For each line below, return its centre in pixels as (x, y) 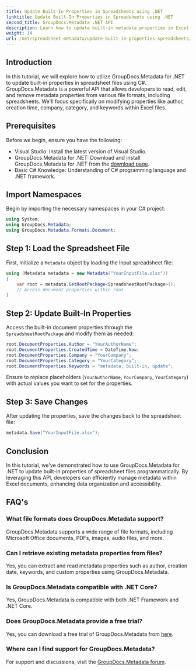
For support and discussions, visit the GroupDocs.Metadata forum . (86, 662)
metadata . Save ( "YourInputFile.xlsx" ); (53, 433)
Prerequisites (31, 126)
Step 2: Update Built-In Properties (69, 313)
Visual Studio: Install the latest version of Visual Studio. (80, 151)
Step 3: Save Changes (47, 402)
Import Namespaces (44, 195)
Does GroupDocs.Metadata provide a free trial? (74, 621)
